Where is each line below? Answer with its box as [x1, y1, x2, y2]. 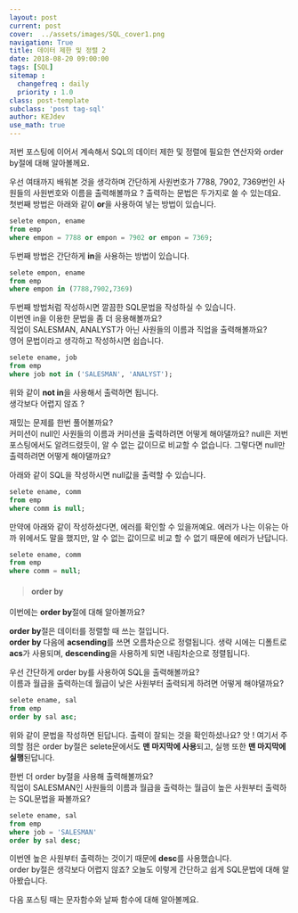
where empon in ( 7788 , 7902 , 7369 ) [9, 284, 133, 294]
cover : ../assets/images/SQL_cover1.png [9, 29, 165, 38]
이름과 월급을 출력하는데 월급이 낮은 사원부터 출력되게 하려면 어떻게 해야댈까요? [9, 679, 285, 689]
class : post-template [9, 95, 90, 105]
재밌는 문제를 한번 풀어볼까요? [9, 416, 114, 428]
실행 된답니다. [9, 752, 55, 762]
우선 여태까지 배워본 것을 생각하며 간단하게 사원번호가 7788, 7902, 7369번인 [9, 177, 276, 187]
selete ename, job [9, 353, 77, 362]
